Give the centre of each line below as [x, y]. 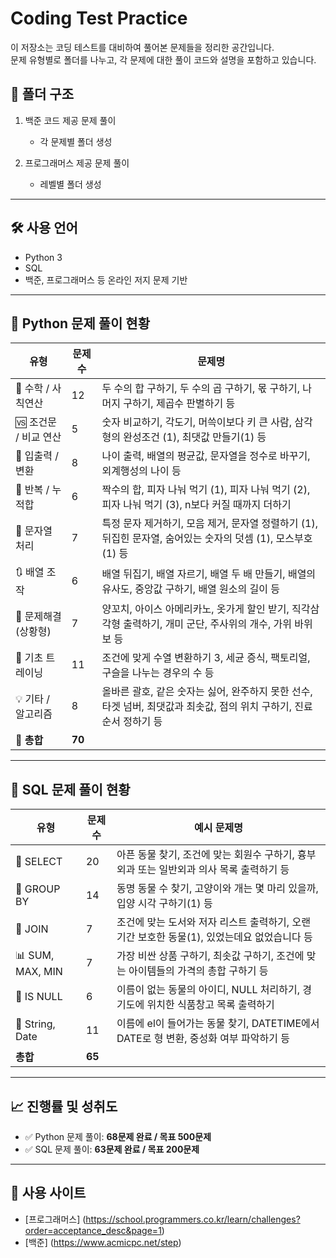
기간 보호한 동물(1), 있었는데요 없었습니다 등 [214, 937]
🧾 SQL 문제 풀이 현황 [70, 789]
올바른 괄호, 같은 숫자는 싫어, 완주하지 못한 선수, [207, 692]
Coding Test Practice [99, 18]
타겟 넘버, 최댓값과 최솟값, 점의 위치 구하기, [197, 707]
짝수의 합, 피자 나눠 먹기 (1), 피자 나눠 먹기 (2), [206, 490]
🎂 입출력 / [37, 456]
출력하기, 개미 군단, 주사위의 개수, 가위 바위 [218, 624]
